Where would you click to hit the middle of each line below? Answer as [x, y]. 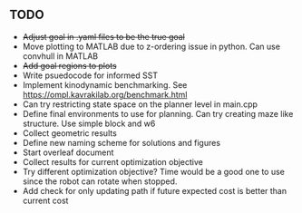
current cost [45, 200]
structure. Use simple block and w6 [89, 123]
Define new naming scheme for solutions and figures [121, 142]
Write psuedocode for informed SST [90, 75]
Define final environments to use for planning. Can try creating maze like [158, 113]
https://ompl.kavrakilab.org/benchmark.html [105, 94]
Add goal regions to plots [69, 65]
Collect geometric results [70, 133]
